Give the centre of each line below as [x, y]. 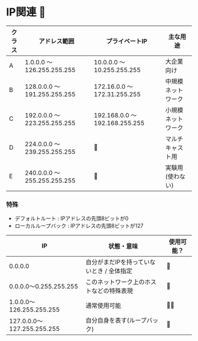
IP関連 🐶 [26, 12]
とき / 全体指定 [112, 271]
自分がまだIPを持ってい [118, 262]
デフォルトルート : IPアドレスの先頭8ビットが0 [71, 218]
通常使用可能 [103, 306]
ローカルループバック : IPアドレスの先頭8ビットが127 [79, 226]
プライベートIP [126, 41]
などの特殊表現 [112, 291]
